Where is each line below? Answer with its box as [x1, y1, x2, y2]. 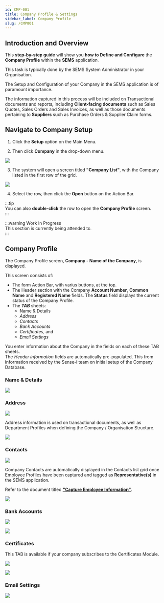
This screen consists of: [5, 272, 54, 278]
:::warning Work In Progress [5, 220, 61, 226]
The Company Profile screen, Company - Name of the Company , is [5, 257, 142, 263]
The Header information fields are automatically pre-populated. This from [5, 353, 154, 360]
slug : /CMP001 [5, 21, 34, 26]
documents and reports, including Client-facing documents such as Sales [5, 101, 156, 107]
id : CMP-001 [5, 7, 29, 12]
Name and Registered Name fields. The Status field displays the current [12, 292, 159, 298]
